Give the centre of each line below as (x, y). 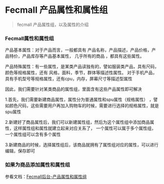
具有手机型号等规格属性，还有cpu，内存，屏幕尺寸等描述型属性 (69, 79)
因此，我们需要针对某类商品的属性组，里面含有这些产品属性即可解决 (73, 89)
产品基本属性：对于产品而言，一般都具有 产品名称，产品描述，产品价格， (78, 50)
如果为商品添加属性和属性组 (38, 165)
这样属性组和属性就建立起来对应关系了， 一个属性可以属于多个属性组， (85, 128)
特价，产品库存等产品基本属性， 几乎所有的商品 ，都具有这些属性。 (77, 56)
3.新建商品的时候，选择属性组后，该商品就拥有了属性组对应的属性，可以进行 (82, 145)
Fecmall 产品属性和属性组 (57, 10)
